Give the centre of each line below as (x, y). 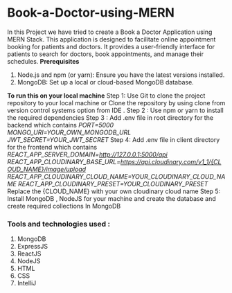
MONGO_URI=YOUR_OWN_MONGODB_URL (69, 132)
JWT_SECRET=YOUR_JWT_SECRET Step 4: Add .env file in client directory (114, 139)
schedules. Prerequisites (43, 61)
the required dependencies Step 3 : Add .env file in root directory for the (110, 117)
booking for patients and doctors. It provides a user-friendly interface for (111, 46)
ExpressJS (33, 247)
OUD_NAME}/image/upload (47, 169)
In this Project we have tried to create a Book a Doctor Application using (110, 32)
